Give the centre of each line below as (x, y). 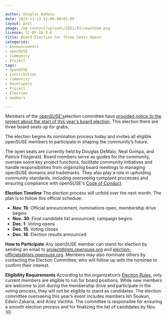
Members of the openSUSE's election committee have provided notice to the (83, 116)
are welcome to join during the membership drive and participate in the (78, 286)
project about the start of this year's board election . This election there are (82, 122)
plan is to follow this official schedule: (44, 198)
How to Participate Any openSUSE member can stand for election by (76, 244)
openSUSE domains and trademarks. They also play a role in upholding (78, 173)
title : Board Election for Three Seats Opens (53, 37)
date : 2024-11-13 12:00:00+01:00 (40, 19)
